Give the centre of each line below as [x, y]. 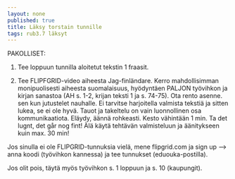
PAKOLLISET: [26, 54]
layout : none [26, 14]
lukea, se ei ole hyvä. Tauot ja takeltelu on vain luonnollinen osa [109, 111]
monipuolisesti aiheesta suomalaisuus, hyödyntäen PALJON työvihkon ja [122, 88]
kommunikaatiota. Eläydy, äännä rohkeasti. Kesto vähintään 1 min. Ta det [122, 118]
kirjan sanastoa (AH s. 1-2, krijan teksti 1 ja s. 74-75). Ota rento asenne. [120, 96]
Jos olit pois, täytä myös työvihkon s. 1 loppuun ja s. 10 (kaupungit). [105, 168]
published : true [31, 20]
